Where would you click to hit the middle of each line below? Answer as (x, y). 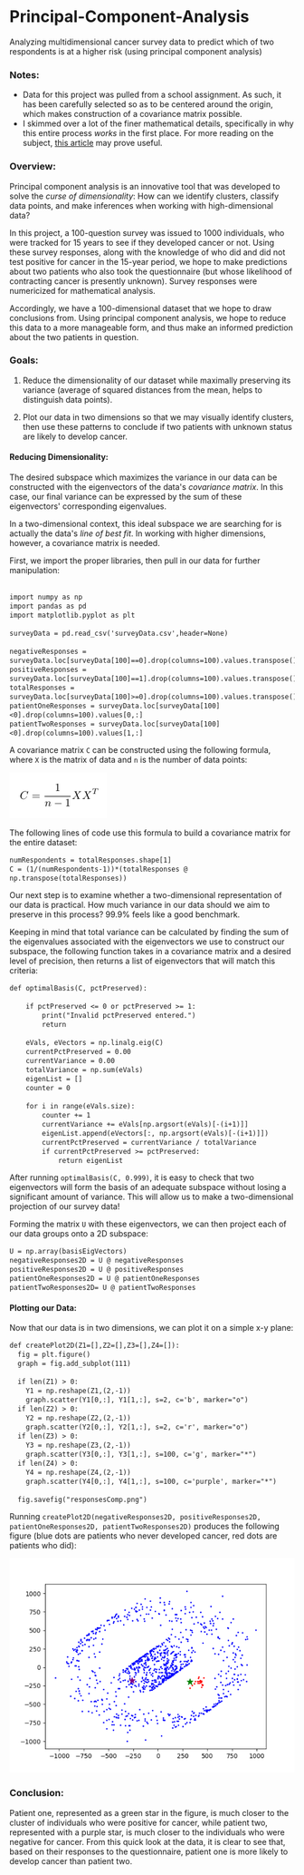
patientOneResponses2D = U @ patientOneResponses (105, 1279)
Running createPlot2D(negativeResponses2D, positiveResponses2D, (135, 1517)
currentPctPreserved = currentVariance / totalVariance (149, 1143)
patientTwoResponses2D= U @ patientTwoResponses (103, 1288)
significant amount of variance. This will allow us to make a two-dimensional (152, 1197)
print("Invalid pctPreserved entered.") (119, 1016)
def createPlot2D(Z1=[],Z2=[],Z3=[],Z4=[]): (95, 1346)
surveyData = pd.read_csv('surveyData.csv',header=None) (119, 634)
